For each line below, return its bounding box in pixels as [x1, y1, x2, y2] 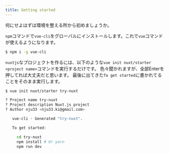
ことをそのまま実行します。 [5, 78, 63, 84]
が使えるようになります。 [5, 39, 58, 45]
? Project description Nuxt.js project [5, 102, 90, 107]
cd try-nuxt [16, 134, 42, 140]
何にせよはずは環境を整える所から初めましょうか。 [5, 22, 112, 28]
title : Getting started [5, 7, 56, 13]
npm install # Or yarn [16, 139, 65, 144]
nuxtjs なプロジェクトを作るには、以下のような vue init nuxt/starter [5, 59, 151, 65]
